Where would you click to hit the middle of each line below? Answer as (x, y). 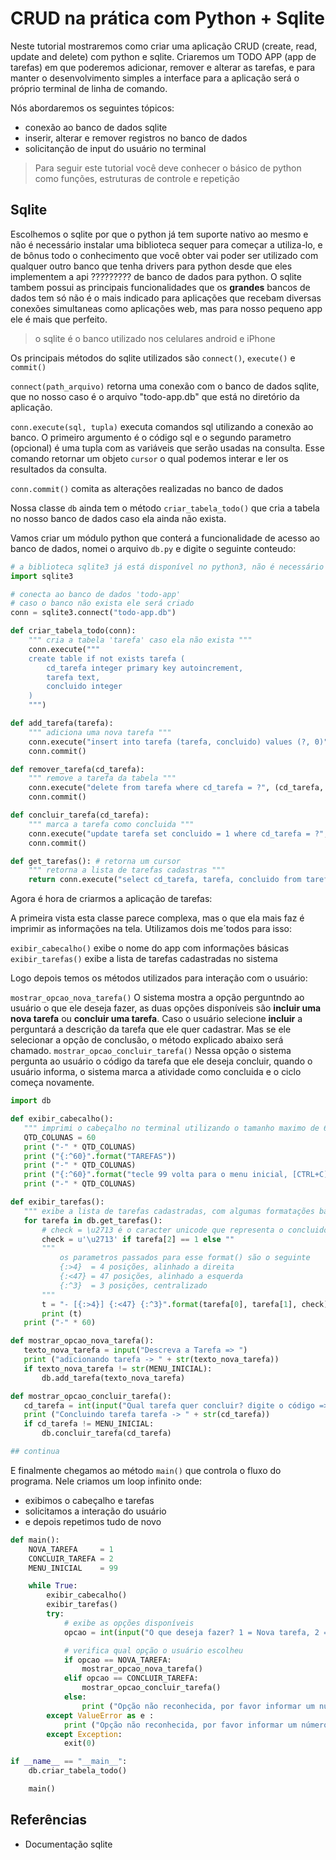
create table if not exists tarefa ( (107, 658)
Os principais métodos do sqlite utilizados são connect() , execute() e (153, 358)
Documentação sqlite (68, 1844)
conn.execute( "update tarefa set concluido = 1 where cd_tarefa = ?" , (178, 833)
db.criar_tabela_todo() (78, 1771)
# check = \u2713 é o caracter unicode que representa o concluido (185, 1230)
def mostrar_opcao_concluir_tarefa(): (91, 1396)
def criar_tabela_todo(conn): (73, 631)
